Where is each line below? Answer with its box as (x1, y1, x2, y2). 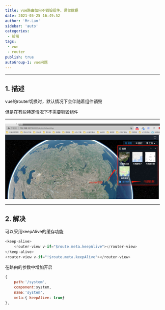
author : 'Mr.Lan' (5, 18, 41, 23)
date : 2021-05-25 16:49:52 (5, 13, 60, 18)
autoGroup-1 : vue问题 (5, 60, 48, 65)
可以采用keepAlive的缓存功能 (5, 229, 64, 235)
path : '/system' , (14, 279, 48, 285)
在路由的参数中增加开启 (5, 264, 53, 270)
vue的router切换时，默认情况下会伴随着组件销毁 (5, 98, 102, 104)
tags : (5, 39, 16, 44)
